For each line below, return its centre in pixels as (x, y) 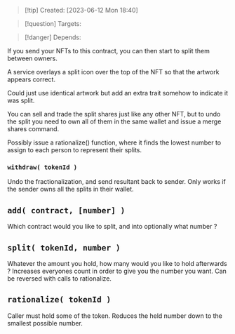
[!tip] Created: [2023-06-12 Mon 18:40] (81, 10)
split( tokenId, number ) (64, 247)
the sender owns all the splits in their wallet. (71, 189)
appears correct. (32, 79)
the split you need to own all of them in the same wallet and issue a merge (114, 121)
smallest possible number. (45, 323)
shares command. (33, 129)
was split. (21, 100)
